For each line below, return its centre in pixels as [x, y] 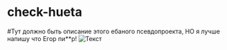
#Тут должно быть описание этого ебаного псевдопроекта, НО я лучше [113, 31]
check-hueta [45, 12]
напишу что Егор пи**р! [42, 38]
